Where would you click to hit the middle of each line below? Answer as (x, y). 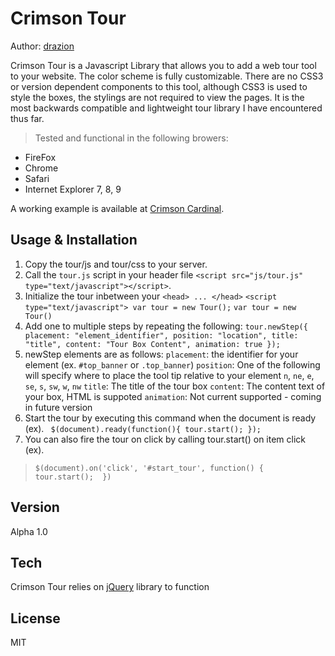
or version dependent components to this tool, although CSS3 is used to (159, 86)
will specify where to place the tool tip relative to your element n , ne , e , (169, 375)
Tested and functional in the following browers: (131, 138)
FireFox (40, 157)
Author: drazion (42, 46)
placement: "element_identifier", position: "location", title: (161, 335)
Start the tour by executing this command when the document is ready (170, 418)
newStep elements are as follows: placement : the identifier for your (161, 354)
